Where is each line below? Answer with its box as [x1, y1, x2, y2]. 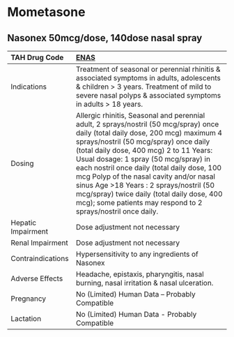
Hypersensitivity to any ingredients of [75, 249, 198, 259]
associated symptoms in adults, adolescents [75, 73, 221, 82]
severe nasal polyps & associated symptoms [75, 91, 221, 100]
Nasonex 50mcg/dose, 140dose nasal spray [7, 32, 203, 44]
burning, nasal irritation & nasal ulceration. [75, 278, 214, 287]
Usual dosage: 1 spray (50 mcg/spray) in [75, 154, 211, 164]
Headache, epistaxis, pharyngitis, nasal [75, 269, 204, 279]
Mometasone [7, 4, 86, 20]
